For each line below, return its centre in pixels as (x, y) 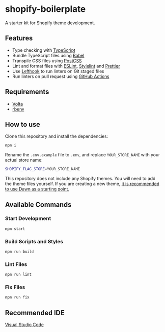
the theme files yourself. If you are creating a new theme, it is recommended (82, 184)
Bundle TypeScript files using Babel (48, 55)
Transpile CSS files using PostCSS (47, 61)
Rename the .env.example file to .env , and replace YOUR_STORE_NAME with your (83, 155)
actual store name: (24, 160)
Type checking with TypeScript (44, 50)
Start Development (28, 219)
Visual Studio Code (25, 325)
